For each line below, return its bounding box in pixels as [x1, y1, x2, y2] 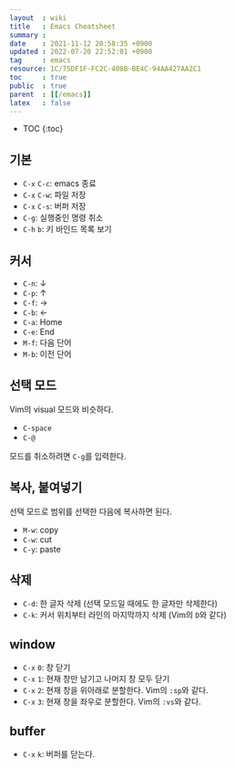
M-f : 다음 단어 [22, 337, 72, 348]
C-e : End [22, 326, 55, 337]
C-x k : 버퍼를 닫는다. [22, 749, 96, 760]
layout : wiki [9, 13, 67, 23]
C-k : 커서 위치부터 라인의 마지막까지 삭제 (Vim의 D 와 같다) [22, 609, 228, 621]
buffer [9, 723, 46, 739]
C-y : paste [22, 543, 61, 554]
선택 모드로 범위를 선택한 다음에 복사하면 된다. [9, 506, 173, 517]
